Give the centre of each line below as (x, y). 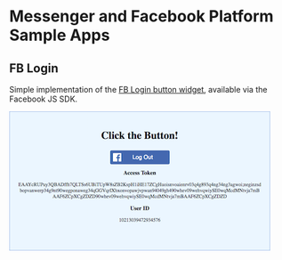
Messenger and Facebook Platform (141, 16)
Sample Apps (60, 35)
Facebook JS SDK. (44, 99)
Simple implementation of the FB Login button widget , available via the (138, 89)
